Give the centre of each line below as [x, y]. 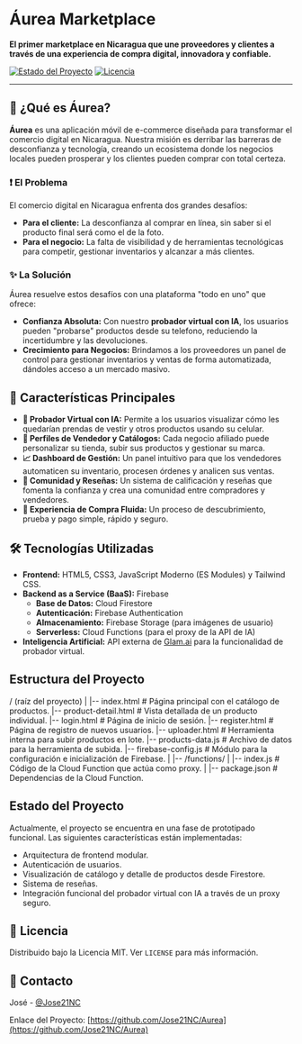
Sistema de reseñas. [60, 884]
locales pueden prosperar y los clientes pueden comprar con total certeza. [147, 159]
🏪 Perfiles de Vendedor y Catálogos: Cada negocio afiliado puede [146, 439]
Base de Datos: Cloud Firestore [94, 603]
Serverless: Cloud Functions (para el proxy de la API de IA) [146, 631]
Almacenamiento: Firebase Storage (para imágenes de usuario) [155, 622]
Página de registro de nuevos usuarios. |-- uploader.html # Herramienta [142, 730]
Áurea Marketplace [83, 19]
